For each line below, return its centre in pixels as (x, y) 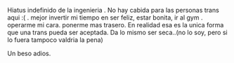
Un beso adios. (29, 53)
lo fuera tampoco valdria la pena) (55, 40)
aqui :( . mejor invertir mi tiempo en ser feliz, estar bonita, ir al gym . (105, 17)
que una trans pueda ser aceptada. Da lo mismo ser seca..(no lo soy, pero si (117, 32)
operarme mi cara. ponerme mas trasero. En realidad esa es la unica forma (116, 25)
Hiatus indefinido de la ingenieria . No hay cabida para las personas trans (113, 10)
